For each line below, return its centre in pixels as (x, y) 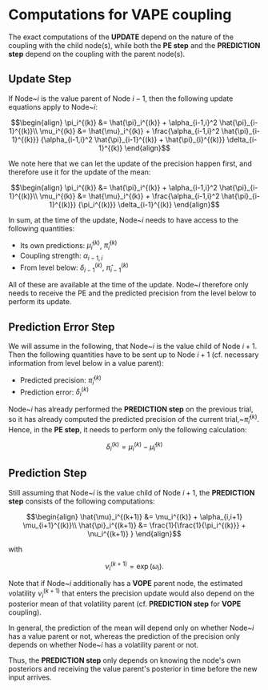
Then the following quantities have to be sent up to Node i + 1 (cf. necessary (134, 355)
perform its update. (40, 302)
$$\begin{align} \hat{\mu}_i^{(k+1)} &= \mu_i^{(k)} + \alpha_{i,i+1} (134, 516)
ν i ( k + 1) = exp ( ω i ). (134, 566)
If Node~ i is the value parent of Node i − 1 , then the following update (121, 98)
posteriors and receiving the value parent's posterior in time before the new (133, 668)
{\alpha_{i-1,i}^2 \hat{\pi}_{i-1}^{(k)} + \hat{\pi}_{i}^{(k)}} (133, 139)
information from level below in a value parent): (86, 363)
